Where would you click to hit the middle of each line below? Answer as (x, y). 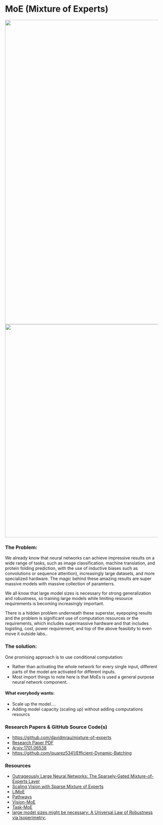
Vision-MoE (24, 802)
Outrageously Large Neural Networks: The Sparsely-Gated (71, 776)
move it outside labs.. (26, 634)
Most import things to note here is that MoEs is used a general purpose (83, 677)
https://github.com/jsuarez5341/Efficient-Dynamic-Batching (72, 753)
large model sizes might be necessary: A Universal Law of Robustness (82, 812)
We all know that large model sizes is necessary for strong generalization (78, 593)
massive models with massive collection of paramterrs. (60, 584)
